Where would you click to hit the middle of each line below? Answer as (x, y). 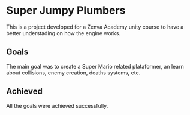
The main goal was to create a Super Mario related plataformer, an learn (95, 66)
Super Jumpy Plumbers (66, 10)
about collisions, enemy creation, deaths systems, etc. (73, 73)
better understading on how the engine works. (64, 33)
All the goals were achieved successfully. (57, 105)
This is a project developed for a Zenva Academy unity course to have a (95, 27)
